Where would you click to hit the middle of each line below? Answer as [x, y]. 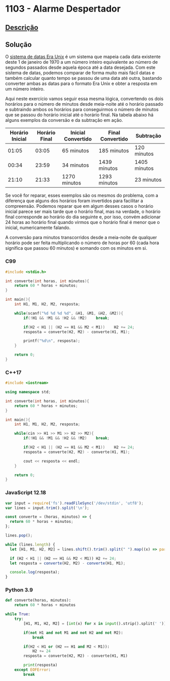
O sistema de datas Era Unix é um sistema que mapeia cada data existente [83, 57]
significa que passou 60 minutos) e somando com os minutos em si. [76, 248]
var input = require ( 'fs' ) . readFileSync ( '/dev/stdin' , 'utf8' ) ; [74, 503]
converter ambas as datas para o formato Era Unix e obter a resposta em [81, 83]
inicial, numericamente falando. [38, 228]
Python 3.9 [19, 590]
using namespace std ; [28, 392]
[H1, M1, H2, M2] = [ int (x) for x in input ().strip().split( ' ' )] [95, 623]
